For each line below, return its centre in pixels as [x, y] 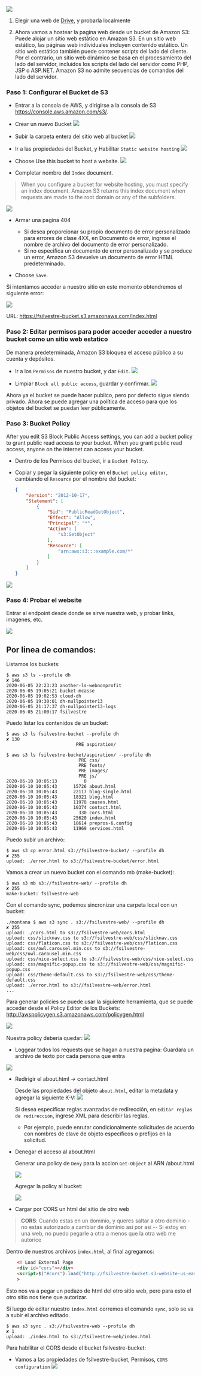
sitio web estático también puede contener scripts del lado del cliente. [101, 51]
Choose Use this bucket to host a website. [67, 161]
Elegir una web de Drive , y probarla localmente [73, 20]
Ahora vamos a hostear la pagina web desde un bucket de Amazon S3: [102, 32]
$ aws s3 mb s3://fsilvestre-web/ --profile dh [67, 883]
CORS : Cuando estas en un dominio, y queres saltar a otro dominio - [105, 1221]
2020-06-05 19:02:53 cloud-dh [44, 696]
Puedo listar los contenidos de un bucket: [57, 723]
